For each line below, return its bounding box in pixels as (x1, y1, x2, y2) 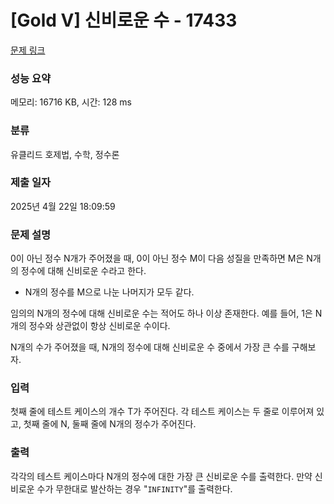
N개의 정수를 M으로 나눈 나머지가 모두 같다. (24, 286, 195, 298)
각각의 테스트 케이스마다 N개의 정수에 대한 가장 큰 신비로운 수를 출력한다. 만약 (10, 470, 313, 482)
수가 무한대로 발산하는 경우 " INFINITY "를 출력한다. (36, 482, 233, 495)
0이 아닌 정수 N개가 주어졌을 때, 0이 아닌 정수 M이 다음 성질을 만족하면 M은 (10, 252, 305, 265)
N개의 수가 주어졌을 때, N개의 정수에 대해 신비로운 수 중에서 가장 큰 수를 (10, 341, 290, 353)
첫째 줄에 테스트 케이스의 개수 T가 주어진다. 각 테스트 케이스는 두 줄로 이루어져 (10, 406, 315, 418)
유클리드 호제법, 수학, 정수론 (10, 148, 120, 160)
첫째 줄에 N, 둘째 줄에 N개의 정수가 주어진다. (23, 418, 197, 430)
